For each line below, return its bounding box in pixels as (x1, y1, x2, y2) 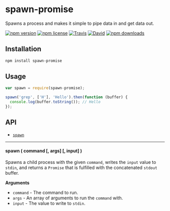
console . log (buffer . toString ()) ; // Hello (10, 100, 101, 105)
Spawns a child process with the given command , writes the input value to (5, 159, 156, 165)
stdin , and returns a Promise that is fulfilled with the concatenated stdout (5, 164, 158, 171)
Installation (5, 45, 41, 54)
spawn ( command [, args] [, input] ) (5, 148, 82, 154)
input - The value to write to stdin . (12, 200, 86, 206)
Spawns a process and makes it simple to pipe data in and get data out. (5, 20, 154, 26)
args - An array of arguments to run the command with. (12, 195, 123, 201)
